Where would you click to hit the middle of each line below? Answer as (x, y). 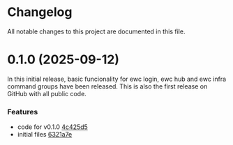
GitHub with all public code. (47, 93)
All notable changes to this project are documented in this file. (96, 31)
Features (23, 112)
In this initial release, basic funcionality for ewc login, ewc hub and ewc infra (117, 79)
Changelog (40, 12)
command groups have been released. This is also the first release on (107, 86)
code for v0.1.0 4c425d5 (53, 127)
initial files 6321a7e (45, 135)
